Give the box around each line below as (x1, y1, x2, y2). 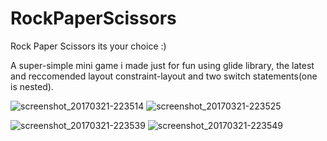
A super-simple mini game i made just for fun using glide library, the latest (10, 59, 315, 71)
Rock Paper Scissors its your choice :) (10, 40, 167, 52)
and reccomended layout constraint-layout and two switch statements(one (10, 70, 318, 82)
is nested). (10, 80, 54, 92)
